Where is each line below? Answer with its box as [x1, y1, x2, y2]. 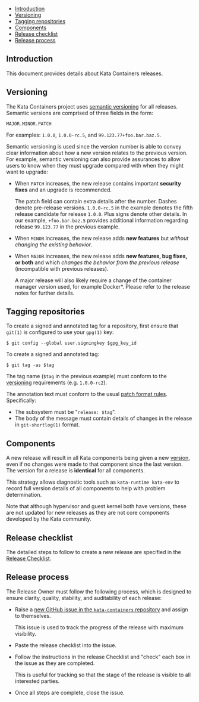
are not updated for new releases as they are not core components [6, 509, 170, 517]
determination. [6, 491, 42, 499]
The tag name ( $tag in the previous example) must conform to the [6, 373, 168, 380]
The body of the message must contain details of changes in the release [14, 415, 192, 422]
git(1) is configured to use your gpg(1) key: [6, 329, 114, 336]
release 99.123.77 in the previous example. [14, 223, 120, 230]
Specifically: [6, 397, 37, 404]
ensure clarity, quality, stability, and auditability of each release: [6, 594, 162, 601]
